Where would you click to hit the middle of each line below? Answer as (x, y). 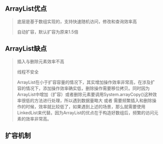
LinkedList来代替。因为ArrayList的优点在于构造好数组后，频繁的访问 (86, 113)
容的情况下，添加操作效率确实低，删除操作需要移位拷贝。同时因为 (83, 88)
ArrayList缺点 (26, 49)
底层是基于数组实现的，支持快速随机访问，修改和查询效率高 (77, 21)
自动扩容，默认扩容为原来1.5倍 (48, 32)
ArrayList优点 (26, 9)
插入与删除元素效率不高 (41, 61)
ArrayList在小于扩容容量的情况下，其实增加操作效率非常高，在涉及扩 (86, 82)
